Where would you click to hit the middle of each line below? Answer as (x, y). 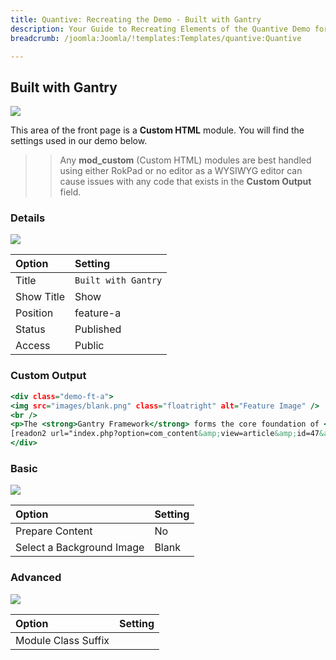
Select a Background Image (80, 548)
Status (30, 329)
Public (89, 346)
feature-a (98, 313)
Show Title (40, 297)
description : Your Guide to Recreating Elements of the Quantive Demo (160, 29)
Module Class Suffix (62, 640)
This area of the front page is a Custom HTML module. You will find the (157, 130)
